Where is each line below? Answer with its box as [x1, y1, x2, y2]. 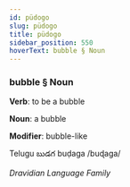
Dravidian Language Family [9, 167, 111, 179]
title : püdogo [9, 30, 62, 38]
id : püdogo [9, 13, 50, 22]
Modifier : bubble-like [9, 131, 88, 141]
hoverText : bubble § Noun [9, 47, 105, 55]
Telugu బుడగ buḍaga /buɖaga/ [9, 149, 121, 159]
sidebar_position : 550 [9, 38, 93, 47]
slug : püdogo [9, 21, 58, 30]
